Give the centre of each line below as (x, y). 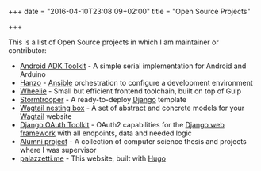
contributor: (28, 50)
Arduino (33, 74)
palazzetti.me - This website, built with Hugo (93, 158)
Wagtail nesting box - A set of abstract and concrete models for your (132, 108)
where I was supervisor (58, 150)
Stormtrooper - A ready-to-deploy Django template (103, 99)
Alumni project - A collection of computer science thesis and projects (133, 141)
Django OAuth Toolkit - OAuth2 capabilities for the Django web (122, 125)
